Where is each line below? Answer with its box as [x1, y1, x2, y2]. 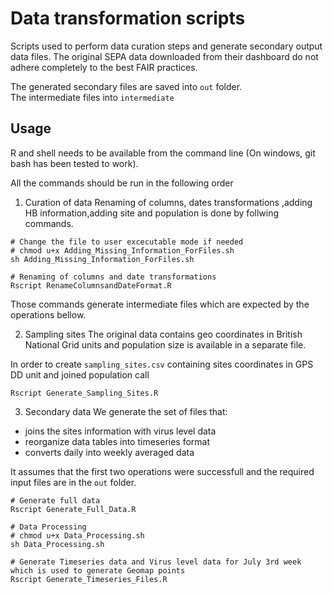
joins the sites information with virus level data [24, 425, 217, 437]
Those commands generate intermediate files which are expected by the [10, 298, 310, 310]
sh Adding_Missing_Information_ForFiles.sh [10, 254, 195, 264]
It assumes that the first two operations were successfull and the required [10, 465, 315, 477]
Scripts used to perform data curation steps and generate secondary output [10, 40, 323, 52]
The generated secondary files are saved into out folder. [10, 80, 243, 92]
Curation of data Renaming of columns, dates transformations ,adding [24, 196, 313, 208]
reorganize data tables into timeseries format [24, 435, 211, 447]
